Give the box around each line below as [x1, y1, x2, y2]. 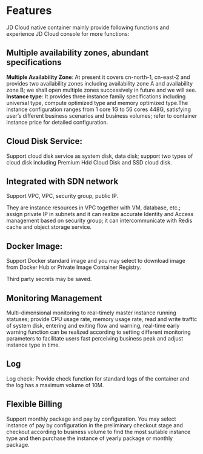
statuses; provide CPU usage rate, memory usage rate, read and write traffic [6, 316, 198, 322]
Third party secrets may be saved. [6, 276, 92, 283]
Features [6, 4, 52, 18]
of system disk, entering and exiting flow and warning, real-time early [6, 322, 180, 329]
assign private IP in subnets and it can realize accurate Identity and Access [6, 211, 194, 218]
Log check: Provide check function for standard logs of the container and [6, 374, 190, 382]
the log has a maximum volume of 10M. [6, 381, 104, 388]
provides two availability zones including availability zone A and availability [6, 80, 193, 87]
